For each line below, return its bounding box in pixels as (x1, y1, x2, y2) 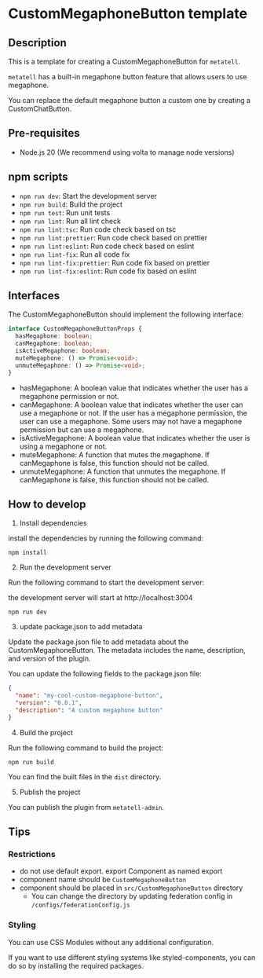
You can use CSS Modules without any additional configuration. (8, 937, 214, 947)
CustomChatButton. (8, 104, 72, 113)
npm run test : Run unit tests (19, 207, 111, 217)
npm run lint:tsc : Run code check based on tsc (19, 225, 177, 234)
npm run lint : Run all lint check (19, 216, 122, 225)
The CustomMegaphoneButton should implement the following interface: (8, 310, 244, 319)
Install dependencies (19, 518, 88, 528)
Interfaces (8, 289, 60, 302)
